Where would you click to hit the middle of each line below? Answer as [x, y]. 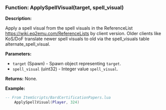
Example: [15, 88]
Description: [18, 19]
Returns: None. [21, 79]
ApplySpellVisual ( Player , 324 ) [47, 102]
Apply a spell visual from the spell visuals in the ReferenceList [69, 28]
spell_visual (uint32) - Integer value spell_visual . [65, 69]
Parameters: [18, 54]
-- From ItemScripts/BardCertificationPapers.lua [58, 98]
